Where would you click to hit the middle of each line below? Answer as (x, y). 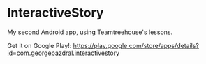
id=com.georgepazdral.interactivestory (64, 53)
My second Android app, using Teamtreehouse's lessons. (90, 32)
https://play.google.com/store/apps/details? (136, 45)
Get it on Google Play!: (39, 45)
